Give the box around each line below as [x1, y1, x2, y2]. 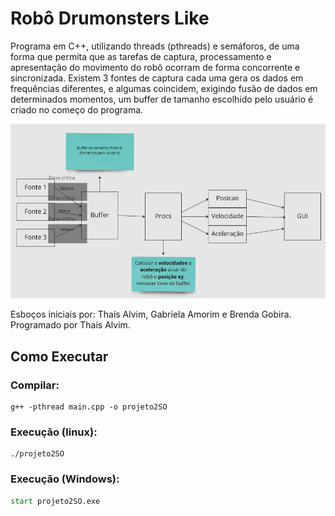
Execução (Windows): [10, 472, 120, 486]
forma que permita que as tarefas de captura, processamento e [10, 50, 272, 62]
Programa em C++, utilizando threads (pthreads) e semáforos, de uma [10, 40, 300, 52]
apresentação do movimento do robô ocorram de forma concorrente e [10, 61, 301, 73]
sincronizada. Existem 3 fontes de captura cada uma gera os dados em [10, 72, 304, 84]
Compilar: [10, 378, 60, 392]
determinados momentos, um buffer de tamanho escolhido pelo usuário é [10, 93, 314, 105]
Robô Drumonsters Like [10, 7, 210, 30]
